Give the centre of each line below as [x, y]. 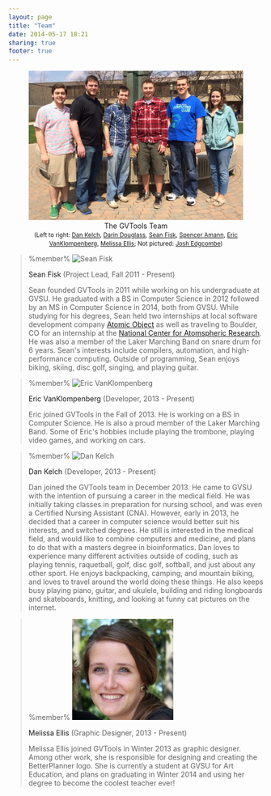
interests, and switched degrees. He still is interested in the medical [141, 530]
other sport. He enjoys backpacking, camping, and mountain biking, [141, 573]
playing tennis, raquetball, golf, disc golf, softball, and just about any [142, 564]
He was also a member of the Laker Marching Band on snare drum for [144, 341]
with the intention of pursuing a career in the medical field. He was [139, 495]
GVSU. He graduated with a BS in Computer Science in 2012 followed [144, 298]
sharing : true [32, 43]
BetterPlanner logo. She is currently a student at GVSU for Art [131, 765]
